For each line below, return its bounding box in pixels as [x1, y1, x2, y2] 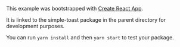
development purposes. [6, 23, 65, 29]
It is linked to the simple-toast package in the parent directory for [6, 16, 166, 23]
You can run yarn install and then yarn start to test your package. [6, 34, 174, 41]
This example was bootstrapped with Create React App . [6, 5, 144, 12]
